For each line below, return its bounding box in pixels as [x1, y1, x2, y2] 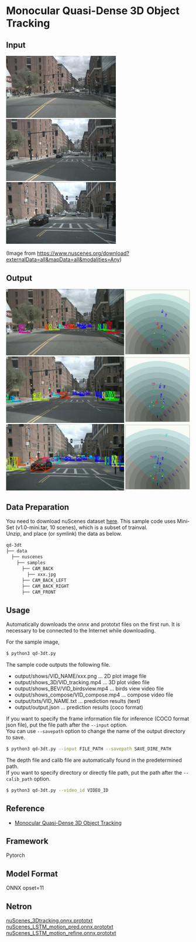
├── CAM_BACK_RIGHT [21, 583, 69, 590]
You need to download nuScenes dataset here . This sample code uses [6, 518, 176, 525]
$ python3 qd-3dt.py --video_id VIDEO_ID [6, 787, 109, 793]
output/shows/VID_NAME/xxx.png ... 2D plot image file [14, 672, 147, 679]
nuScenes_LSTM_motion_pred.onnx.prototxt [6, 923, 114, 930]
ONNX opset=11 [6, 884, 44, 891]
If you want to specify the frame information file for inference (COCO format [6, 715, 189, 722]
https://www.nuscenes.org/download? [37, 250, 130, 257]
